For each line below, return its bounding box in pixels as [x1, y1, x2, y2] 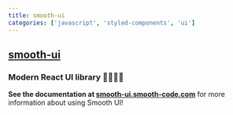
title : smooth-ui [8, 11, 65, 20]
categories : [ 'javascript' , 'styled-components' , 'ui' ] [8, 19, 195, 27]
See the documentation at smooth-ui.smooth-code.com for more [8, 90, 226, 99]
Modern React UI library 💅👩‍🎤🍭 [8, 72, 124, 83]
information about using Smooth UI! [8, 98, 124, 107]
